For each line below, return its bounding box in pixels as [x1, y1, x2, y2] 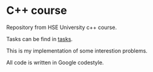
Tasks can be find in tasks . [6, 35, 73, 42]
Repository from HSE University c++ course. [6, 24, 117, 31]
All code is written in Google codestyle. [6, 59, 104, 66]
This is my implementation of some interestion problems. [6, 47, 148, 54]
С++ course [6, 4, 68, 18]
